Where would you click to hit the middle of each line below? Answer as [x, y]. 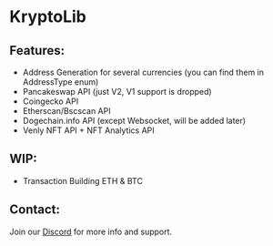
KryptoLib [48, 17]
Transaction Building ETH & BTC [83, 180]
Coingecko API [51, 101]
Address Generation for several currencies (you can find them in [143, 72]
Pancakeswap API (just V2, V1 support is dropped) [117, 92]
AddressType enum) [61, 82]
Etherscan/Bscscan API [66, 111]
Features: [37, 51]
